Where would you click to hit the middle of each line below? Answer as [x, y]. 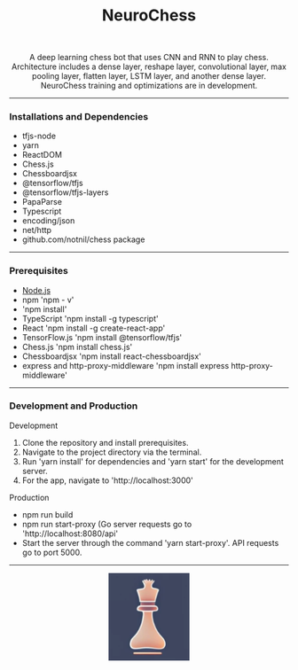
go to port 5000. [52, 552]
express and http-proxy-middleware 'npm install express [125, 365]
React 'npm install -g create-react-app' [94, 328]
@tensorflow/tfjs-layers [65, 192]
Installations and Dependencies [79, 116]
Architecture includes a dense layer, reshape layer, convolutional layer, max [149, 66]
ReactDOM [42, 155]
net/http [36, 230]
